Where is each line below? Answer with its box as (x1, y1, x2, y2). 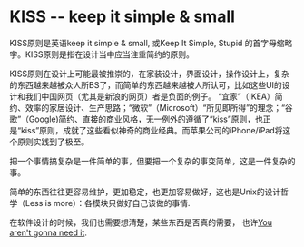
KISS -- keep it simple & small (9, 6, 236, 27)
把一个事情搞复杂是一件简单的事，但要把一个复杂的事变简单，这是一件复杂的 (9, 155, 296, 166)
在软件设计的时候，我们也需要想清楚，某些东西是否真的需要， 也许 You (9, 216, 273, 228)
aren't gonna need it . (9, 227, 88, 238)
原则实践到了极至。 (16, 136, 89, 147)
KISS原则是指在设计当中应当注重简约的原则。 (25, 48, 195, 60)
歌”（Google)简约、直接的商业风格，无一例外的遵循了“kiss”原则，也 (9, 114, 263, 124)
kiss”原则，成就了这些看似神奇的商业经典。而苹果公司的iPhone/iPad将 (21, 124, 283, 135)
